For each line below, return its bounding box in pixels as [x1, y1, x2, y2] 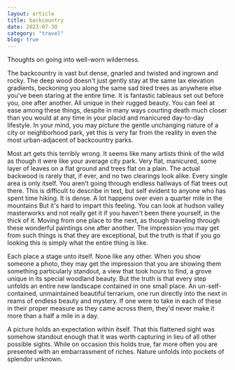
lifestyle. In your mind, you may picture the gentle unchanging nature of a [7, 121, 219, 129]
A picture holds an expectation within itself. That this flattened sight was [7, 325, 215, 334]
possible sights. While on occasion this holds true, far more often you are [7, 340, 218, 348]
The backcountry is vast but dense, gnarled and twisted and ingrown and [7, 69, 218, 78]
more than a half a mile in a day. [7, 312, 99, 320]
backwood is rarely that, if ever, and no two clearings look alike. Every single [7, 172, 228, 180]
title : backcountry [7, 17, 64, 24]
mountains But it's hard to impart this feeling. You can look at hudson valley [7, 201, 225, 210]
